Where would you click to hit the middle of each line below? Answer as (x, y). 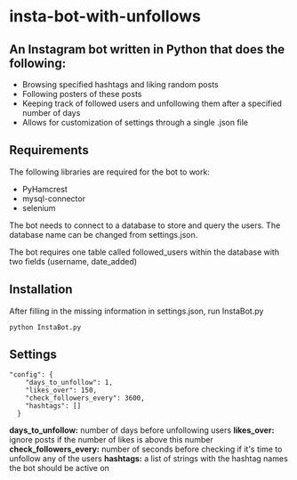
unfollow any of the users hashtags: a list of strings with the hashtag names (149, 459)
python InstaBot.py (45, 327)
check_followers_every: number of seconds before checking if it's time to (146, 449)
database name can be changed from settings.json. (104, 234)
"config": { (31, 375)
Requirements (49, 150)
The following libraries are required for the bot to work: (110, 172)
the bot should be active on (59, 468)
